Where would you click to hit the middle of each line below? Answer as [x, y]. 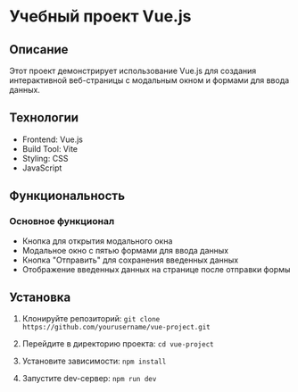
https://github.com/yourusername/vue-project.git [116, 328]
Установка [40, 297]
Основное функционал [62, 221]
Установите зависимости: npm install [94, 361]
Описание [39, 50]
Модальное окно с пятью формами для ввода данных [125, 250]
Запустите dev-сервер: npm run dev [89, 379]
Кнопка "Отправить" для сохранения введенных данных [130, 260]
